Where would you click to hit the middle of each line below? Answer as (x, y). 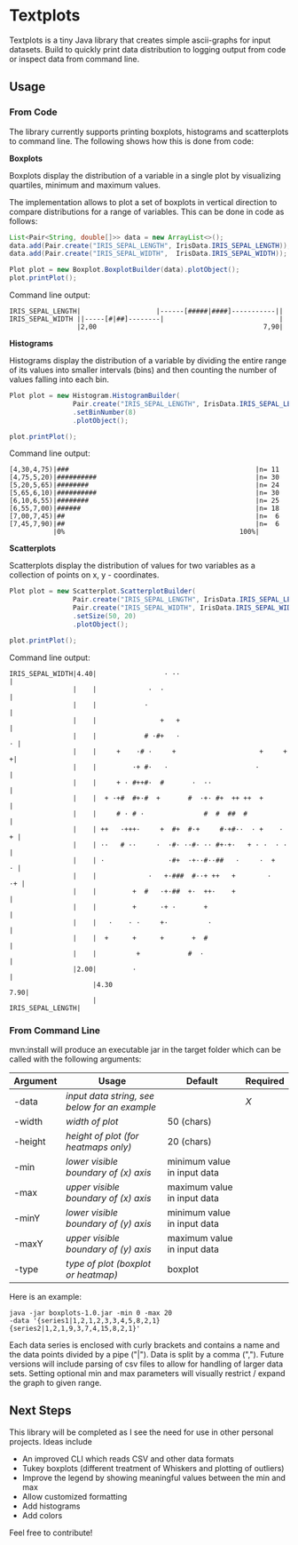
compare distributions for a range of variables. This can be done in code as (147, 211)
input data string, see (110, 1095)
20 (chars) (189, 1141)
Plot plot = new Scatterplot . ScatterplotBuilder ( (103, 592)
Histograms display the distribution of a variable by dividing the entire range (148, 360)
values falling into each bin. (59, 379)
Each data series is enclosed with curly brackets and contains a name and (145, 1345)
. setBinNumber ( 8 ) (105, 412)
